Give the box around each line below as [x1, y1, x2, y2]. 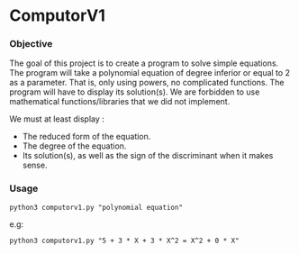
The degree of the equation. [22, 141, 127, 151]
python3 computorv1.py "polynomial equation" [9, 203, 183, 212]
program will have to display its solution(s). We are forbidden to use [9, 86, 260, 97]
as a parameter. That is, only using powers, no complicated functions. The [9, 77, 285, 88]
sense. [22, 159, 48, 171]
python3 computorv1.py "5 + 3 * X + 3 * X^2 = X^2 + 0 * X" [9, 236, 240, 245]
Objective [9, 38, 53, 50]
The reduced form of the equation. [22, 132, 151, 142]
